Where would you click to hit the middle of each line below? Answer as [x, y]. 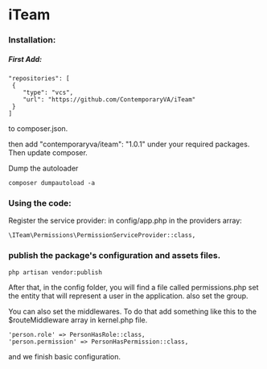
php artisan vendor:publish [55, 272]
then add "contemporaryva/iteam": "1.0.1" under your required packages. [129, 144]
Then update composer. [48, 153]
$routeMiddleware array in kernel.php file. [78, 320]
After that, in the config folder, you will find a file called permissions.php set [133, 287]
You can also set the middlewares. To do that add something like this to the [133, 311]
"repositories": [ [39, 79]
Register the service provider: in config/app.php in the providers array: [125, 221]
